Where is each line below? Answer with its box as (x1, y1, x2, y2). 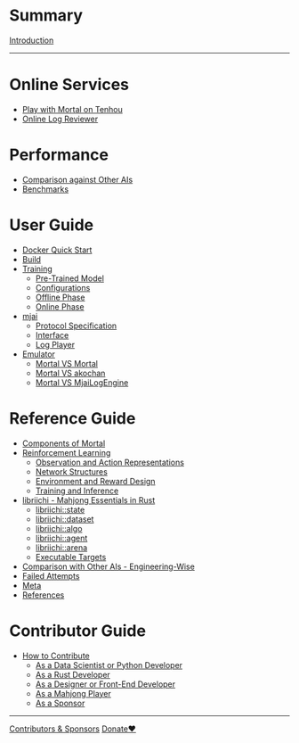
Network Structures (35, 466, 109, 477)
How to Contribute (21, 650, 91, 661)
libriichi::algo (35, 523, 83, 533)
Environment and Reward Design (35, 475, 156, 486)
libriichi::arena (35, 541, 88, 553)
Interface (35, 329, 69, 340)
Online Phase (35, 301, 85, 312)
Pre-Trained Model (35, 273, 105, 284)
